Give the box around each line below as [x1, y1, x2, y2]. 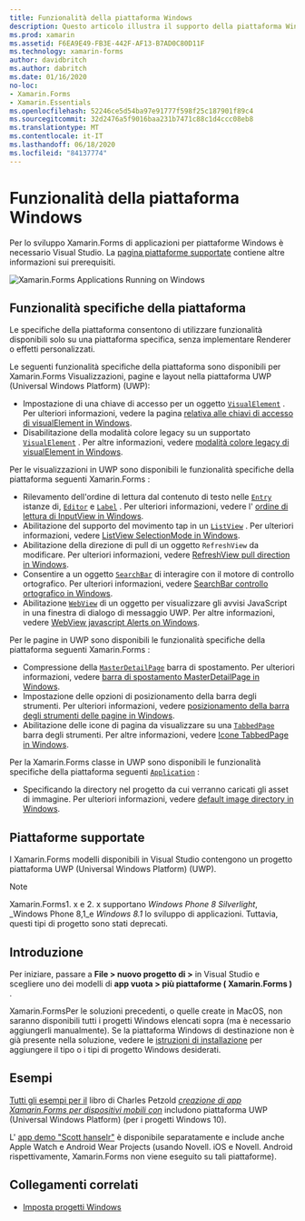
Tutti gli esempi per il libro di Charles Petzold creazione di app [9, 1095, 242, 1106]
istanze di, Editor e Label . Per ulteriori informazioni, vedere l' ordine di [22, 501, 289, 512]
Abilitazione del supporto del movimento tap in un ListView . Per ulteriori [22, 520, 294, 532]
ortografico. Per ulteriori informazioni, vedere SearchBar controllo [22, 578, 269, 589]
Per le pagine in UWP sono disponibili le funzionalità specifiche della [9, 635, 266, 646]
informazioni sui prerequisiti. [9, 256, 116, 267]
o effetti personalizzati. [9, 344, 95, 355]
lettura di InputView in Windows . [22, 511, 144, 522]
